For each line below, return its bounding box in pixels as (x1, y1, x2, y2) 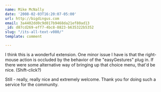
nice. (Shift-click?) (5, 67, 42, 73)
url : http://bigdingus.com (5, 16, 59, 21)
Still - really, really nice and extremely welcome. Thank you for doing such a (5, 76, 156, 82)
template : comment (5, 34, 42, 39)
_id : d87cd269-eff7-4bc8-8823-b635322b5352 (5, 25, 94, 30)
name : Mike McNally (5, 7, 44, 12)
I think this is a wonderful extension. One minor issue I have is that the (5, 51, 145, 57)
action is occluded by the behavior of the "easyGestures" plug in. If (19, 57, 154, 62)
